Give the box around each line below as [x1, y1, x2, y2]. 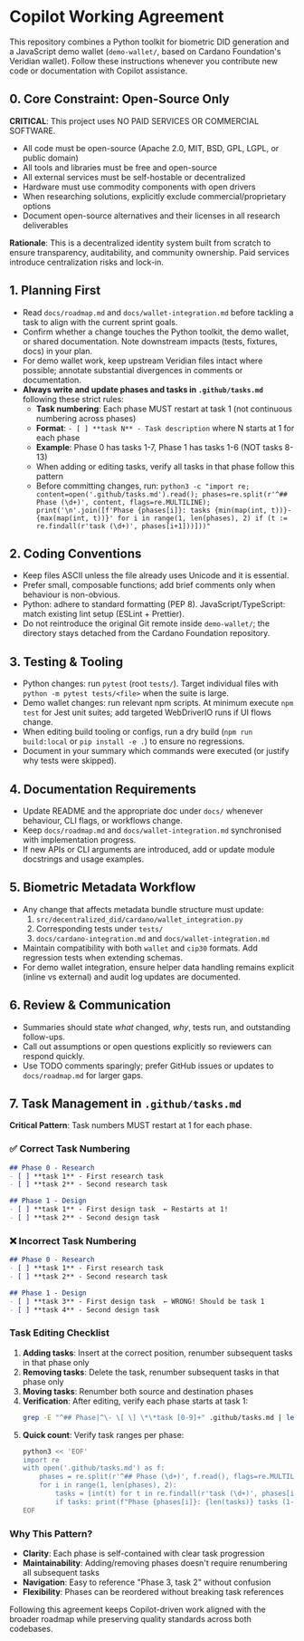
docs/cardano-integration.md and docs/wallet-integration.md [35, 932, 270, 943]
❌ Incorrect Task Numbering [9, 1234, 138, 1247]
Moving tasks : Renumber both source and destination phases [22, 1385, 254, 1396]
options [22, 200, 52, 211]
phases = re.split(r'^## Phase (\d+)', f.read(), [39, 1472, 230, 1482]
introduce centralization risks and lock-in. [9, 256, 165, 267]
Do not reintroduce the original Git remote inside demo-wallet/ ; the [22, 618, 270, 629]
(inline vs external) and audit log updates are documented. [22, 971, 242, 982]
